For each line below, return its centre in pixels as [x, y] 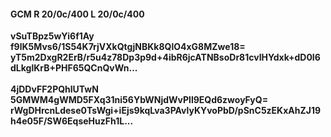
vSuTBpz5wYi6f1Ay [52, 36]
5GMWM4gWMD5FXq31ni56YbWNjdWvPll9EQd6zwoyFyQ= [139, 100]
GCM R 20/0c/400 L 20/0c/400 [77, 14]
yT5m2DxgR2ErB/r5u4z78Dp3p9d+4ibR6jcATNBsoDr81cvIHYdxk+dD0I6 [165, 57]
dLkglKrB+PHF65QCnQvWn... [74, 68]
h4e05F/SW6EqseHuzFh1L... [72, 121]
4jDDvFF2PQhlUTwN [54, 89]
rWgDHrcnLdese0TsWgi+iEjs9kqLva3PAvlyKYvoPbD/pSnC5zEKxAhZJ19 [166, 111]
